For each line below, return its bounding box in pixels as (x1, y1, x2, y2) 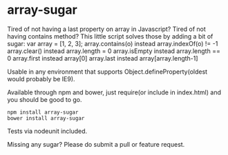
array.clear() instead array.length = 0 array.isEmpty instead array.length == (7, 47, 221, 55)
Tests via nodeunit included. (7, 127, 88, 135)
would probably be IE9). (7, 74, 75, 83)
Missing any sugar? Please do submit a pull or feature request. (7, 140, 185, 148)
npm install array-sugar (7, 109, 79, 116)
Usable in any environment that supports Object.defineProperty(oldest (7, 68, 208, 76)
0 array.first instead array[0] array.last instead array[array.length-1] (7, 54, 198, 62)
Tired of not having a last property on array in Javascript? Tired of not (7, 25, 206, 33)
